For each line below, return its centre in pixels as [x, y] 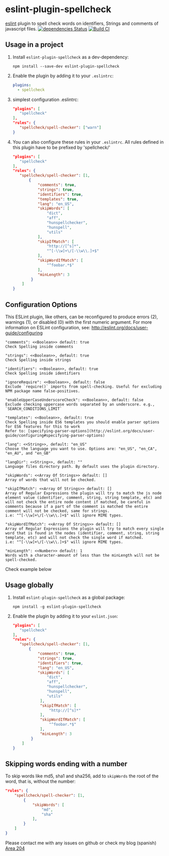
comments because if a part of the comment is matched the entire [77, 506]
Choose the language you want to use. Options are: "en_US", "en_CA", [81, 449]
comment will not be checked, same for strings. [57, 511]
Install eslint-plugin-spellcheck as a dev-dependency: [71, 57]
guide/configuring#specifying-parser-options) [55, 435]
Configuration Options [41, 305]
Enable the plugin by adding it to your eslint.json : [65, 616]
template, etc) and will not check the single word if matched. [74, 537]
